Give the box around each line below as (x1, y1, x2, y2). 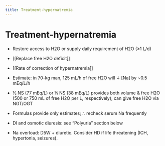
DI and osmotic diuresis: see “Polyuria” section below (12, 120, 123, 126)
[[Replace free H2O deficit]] (12, 55, 70, 61)
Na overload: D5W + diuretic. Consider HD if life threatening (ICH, (12, 129, 148, 135)
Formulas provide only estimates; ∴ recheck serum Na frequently (12, 110, 147, 116)
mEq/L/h (12, 80, 31, 86)
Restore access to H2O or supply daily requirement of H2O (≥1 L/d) (12, 46, 151, 52)
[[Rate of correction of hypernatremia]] (12, 65, 93, 71)
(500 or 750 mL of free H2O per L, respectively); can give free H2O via (12, 95, 159, 101)
